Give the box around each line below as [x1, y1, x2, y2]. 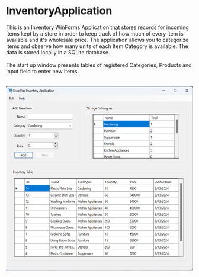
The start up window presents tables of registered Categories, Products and [6, 61, 192, 69]
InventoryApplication [6, 4, 113, 18]
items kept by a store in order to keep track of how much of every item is [6, 30, 184, 37]
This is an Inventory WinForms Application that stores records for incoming [6, 24, 190, 31]
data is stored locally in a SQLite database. [6, 49, 111, 56]
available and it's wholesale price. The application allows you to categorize [6, 36, 189, 43]
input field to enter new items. [6, 67, 79, 75]
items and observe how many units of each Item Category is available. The [6, 43, 188, 50]
